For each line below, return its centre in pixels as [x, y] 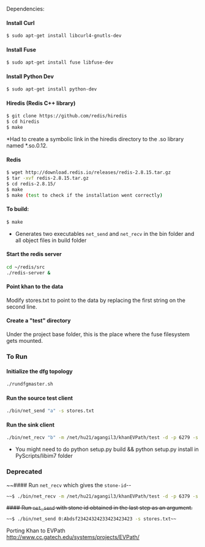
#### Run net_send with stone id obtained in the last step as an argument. [99, 508]
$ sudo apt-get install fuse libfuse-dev [60, 63]
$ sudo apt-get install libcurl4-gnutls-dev [64, 36]
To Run [17, 357]
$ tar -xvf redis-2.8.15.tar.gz [47, 178]
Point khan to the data [35, 287]
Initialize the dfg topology [39, 371]
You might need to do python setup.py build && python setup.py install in [107, 449]
